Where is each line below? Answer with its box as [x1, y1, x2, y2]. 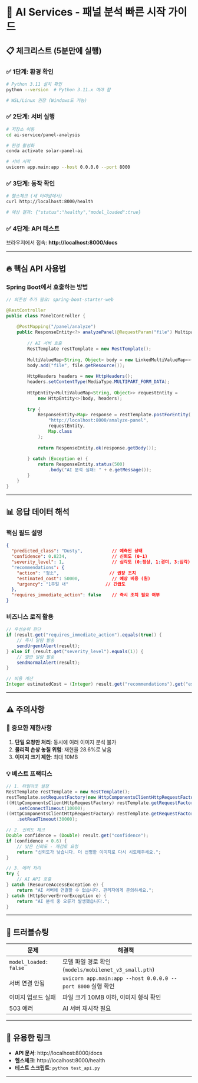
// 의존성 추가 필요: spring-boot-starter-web [6, 297, 114, 303]
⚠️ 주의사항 [6, 705, 45, 715]
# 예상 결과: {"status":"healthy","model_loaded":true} [6, 210, 141, 216]
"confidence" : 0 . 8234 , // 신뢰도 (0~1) [11, 554, 148, 560]
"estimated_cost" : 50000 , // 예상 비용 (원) [16, 576, 151, 581]
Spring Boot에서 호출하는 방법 [6, 282, 88, 291]
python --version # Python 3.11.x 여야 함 [6, 86, 111, 92]
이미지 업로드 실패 [9, 993, 56, 1001]
